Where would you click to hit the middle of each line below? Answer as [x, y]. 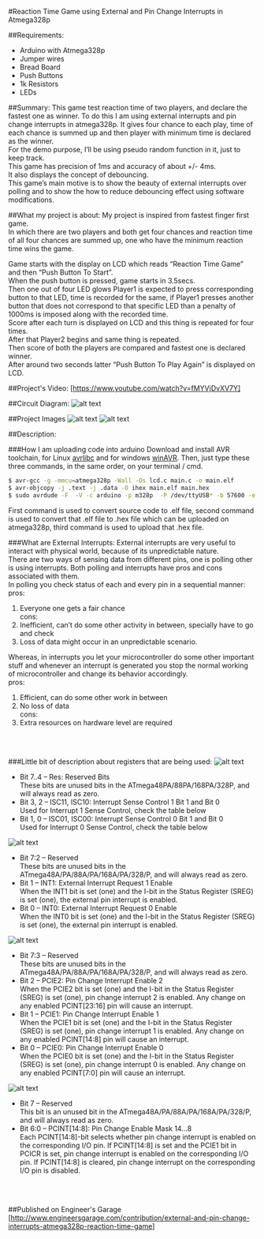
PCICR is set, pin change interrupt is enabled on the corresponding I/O [134, 1153]
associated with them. [44, 576]
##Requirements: [36, 35]
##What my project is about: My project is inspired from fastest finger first [129, 215]
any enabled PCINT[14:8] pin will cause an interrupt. [104, 1039]
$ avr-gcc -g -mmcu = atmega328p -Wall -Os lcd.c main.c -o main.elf [121, 481]
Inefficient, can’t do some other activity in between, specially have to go [136, 625]
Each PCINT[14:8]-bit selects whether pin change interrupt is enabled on [138, 1136]
